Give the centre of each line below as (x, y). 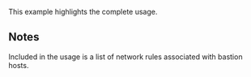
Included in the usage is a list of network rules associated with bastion (125, 57)
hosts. (19, 65)
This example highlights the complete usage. (83, 12)
